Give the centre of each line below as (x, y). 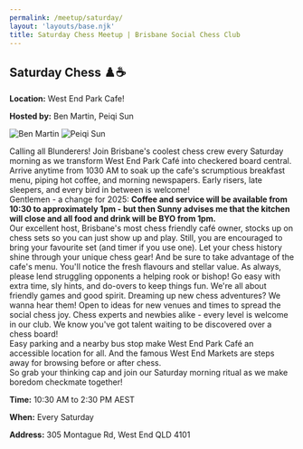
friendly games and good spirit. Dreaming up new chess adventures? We (145, 296)
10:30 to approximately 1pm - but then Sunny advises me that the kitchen (150, 209)
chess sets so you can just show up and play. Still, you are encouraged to (146, 238)
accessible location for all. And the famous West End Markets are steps (142, 353)
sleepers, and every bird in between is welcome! (99, 190)
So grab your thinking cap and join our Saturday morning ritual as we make (149, 373)
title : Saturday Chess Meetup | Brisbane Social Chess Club (125, 34)
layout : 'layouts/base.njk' (62, 26)
